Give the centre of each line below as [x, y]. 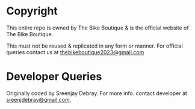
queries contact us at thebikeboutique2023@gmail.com [75, 52]
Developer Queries [54, 77]
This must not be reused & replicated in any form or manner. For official [95, 46]
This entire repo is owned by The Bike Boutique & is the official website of [97, 28]
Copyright [32, 11]
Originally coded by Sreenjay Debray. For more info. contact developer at [97, 93]
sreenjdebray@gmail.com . [39, 99]
